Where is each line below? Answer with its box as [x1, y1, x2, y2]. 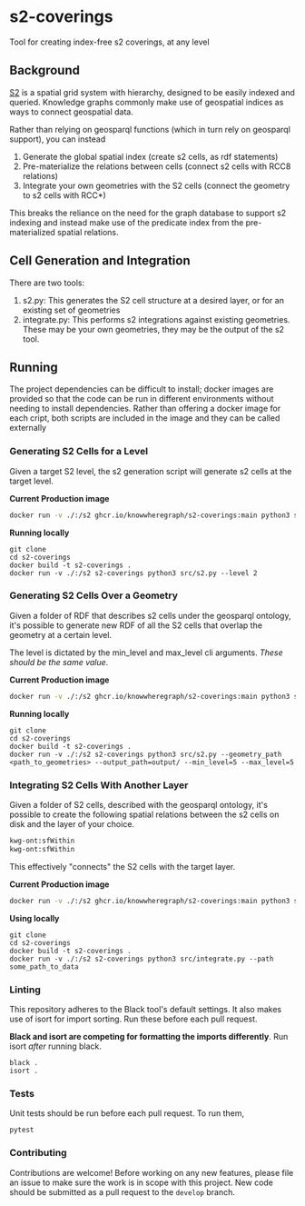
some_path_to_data [9, 962, 79, 972]
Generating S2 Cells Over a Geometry [9, 589, 179, 602]
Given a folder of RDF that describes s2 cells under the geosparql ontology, [9, 610, 291, 621]
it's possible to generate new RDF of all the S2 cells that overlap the [9, 620, 263, 631]
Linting [9, 983, 41, 996]
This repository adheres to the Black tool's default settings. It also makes [9, 1003, 282, 1014]
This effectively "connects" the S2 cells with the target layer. [9, 861, 236, 872]
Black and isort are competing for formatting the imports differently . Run [9, 1031, 289, 1042]
